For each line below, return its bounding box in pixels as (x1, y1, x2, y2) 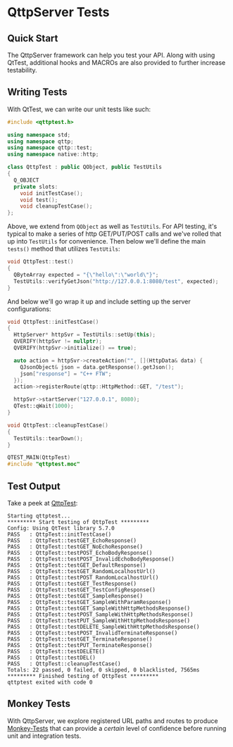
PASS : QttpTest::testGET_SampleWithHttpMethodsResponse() (7, 605, 191, 612)
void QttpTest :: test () (7, 258, 74, 265)
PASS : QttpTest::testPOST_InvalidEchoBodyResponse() (7, 555, 175, 563)
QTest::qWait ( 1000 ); (13, 403, 74, 410)
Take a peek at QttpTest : (7, 499, 78, 507)
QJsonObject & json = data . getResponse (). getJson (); (20, 363, 175, 370)
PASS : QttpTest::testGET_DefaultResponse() (7, 562, 146, 569)
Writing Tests (7, 86, 68, 99)
